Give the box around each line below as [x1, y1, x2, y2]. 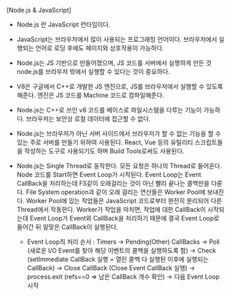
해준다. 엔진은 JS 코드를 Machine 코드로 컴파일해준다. [16, 91, 165, 99]
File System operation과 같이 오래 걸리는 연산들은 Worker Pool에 [26, 188, 206, 196]
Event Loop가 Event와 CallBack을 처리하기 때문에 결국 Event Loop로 [29, 214, 220, 222]
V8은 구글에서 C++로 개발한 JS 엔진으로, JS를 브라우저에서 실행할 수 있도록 [16, 82, 223, 90]
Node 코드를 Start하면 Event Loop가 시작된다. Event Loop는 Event [16, 170, 202, 179]
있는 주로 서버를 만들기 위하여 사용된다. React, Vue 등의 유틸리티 [16, 138, 193, 146]
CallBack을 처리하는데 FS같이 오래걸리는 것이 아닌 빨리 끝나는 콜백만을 [16, 179, 210, 187]
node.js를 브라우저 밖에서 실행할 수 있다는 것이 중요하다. [16, 68, 170, 75]
